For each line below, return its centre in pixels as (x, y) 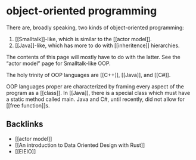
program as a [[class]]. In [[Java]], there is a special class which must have (98, 93)
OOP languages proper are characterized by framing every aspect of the (95, 86)
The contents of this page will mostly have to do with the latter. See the (93, 57)
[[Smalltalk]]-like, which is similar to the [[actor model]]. (83, 39)
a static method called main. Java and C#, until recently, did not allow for (95, 99)
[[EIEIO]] (25, 151)
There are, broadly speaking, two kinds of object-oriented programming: (95, 27)
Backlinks (25, 124)
